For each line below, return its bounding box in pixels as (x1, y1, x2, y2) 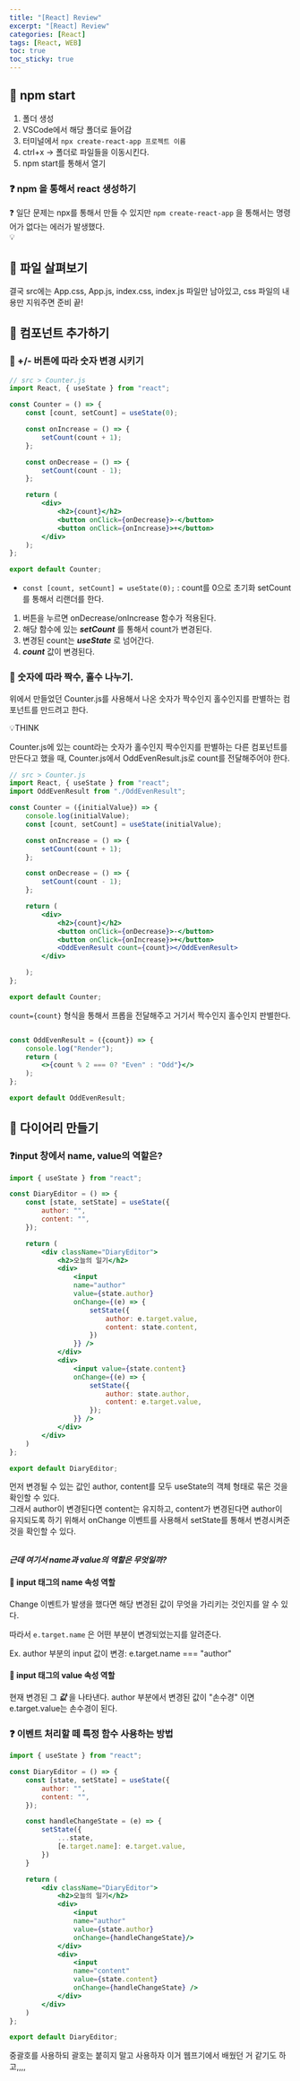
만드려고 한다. (39, 704, 89, 715)
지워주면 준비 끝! (25, 297, 83, 308)
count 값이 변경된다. (21, 647, 96, 657)
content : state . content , (105, 1322, 199, 1332)
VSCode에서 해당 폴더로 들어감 (21, 124, 133, 135)
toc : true (9, 47, 47, 56)
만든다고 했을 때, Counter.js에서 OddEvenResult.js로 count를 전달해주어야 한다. (9, 753, 290, 763)
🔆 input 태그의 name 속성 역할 (9, 1577, 116, 1588)
